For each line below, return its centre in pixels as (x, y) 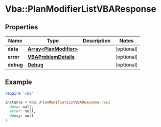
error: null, (23, 111)
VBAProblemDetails (51, 57)
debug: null (22, 116)
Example (19, 82)
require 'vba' (20, 93)
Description (97, 41)
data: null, (22, 107)
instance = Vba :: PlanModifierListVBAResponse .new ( (58, 102)
